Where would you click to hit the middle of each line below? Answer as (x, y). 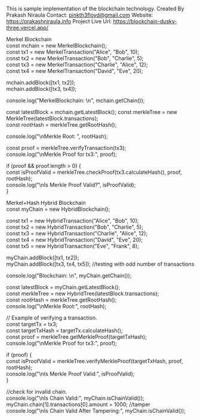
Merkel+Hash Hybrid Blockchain (46, 203)
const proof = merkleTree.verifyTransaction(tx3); (66, 148)
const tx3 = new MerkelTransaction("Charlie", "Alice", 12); (77, 65)
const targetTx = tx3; (32, 324)
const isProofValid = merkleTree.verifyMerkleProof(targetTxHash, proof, (95, 361)
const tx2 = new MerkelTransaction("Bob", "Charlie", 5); (75, 58)
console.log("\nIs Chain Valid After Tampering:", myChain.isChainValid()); (96, 411)
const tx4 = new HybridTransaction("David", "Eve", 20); (75, 240)
